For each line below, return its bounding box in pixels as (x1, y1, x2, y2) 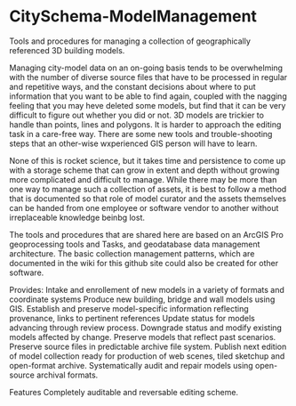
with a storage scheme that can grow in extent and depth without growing (9, 165, 280, 175)
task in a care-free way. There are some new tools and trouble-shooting (9, 128, 273, 139)
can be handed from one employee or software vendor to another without (9, 202, 279, 213)
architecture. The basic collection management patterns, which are (9, 248, 255, 259)
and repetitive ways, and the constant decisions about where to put (9, 81, 256, 92)
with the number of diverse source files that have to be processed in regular (9, 71, 288, 82)
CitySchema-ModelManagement (9, 6, 258, 27)
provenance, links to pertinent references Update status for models (9, 313, 255, 323)
